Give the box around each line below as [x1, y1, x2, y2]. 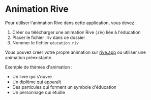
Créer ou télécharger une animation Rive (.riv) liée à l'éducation [12, 29, 141, 35]
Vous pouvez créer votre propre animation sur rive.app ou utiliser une [5, 49, 146, 55]
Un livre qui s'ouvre [12, 73, 52, 79]
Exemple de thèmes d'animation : [5, 64, 73, 70]
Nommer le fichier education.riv [12, 39, 79, 45]
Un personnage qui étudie [12, 89, 65, 95]
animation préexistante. [5, 54, 53, 60]
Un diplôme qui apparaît [12, 79, 61, 85]
